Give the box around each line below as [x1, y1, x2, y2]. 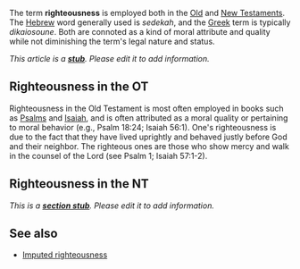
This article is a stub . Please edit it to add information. [9, 54, 210, 63]
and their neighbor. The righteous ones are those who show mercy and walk [9, 140, 290, 151]
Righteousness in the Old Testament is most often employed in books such [9, 103, 284, 113]
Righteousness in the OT [9, 80, 149, 95]
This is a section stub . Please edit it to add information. [9, 200, 214, 211]
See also [9, 226, 58, 241]
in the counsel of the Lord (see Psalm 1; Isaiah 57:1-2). [9, 150, 208, 161]
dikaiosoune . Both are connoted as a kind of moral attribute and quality [9, 27, 271, 37]
